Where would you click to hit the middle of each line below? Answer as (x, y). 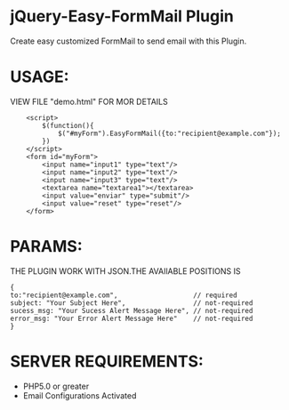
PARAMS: (46, 247)
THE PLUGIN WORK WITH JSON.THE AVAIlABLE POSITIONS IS (125, 271)
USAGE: (40, 77)
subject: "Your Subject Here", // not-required (132, 303)
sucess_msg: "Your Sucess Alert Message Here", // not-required (132, 310)
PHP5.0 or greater (56, 386)
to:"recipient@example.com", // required (124, 295)
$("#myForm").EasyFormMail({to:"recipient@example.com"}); (169, 133)
